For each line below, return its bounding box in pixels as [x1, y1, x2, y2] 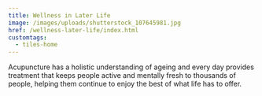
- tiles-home [15, 41, 58, 49]
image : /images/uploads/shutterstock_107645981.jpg [8, 19, 181, 27]
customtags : [8, 33, 47, 42]
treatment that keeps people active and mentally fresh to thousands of [8, 71, 236, 80]
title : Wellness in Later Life [8, 11, 111, 20]
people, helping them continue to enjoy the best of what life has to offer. [8, 79, 242, 89]
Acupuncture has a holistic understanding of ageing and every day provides [8, 62, 254, 72]
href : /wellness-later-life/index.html [8, 26, 139, 34]
